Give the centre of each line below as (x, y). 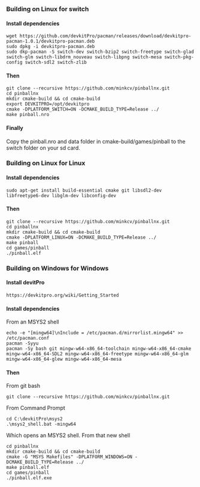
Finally (15, 127)
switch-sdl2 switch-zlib (56, 63)
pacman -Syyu (22, 344)
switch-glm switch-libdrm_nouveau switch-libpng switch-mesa (84, 57)
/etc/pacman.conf (28, 338)
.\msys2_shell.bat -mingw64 (41, 424)
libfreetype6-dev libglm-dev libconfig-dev (61, 195)
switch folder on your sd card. (43, 148)
